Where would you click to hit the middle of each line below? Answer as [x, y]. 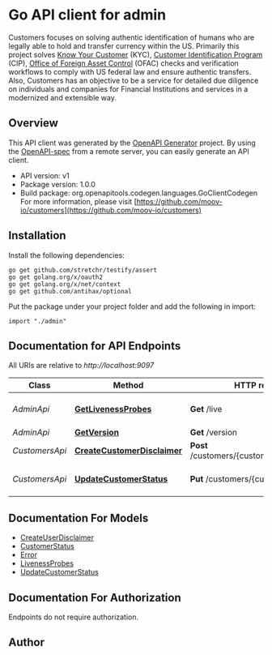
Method [128, 385]
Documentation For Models [79, 518]
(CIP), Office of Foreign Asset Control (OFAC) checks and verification [123, 63]
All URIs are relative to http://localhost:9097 [81, 366]
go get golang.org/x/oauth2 [56, 277]
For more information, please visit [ [79, 201]
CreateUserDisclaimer [57, 537]
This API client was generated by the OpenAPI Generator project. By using [132, 143]
